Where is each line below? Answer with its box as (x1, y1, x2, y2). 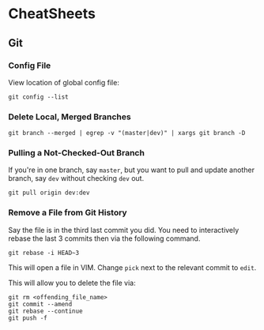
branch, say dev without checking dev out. (8, 174, 145, 183)
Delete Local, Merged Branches (8, 111, 132, 122)
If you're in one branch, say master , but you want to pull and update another (8, 165, 255, 174)
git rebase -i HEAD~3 (8, 249, 80, 257)
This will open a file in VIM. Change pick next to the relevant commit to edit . (8, 262, 257, 272)
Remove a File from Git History (8, 207, 128, 218)
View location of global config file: (8, 77, 120, 87)
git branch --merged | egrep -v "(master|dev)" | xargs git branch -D (8, 129, 246, 137)
